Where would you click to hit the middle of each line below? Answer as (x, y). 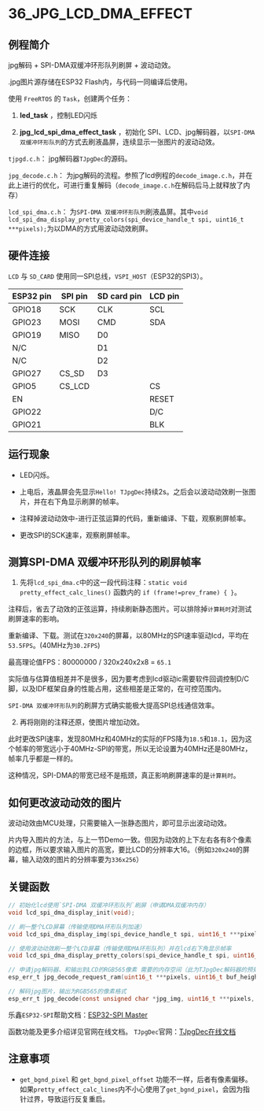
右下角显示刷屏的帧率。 (85, 502)
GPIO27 (27, 373)
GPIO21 (27, 424)
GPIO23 (27, 322)
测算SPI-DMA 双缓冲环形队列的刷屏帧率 (105, 563)
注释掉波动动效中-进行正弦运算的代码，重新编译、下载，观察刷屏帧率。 (135, 518)
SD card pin (119, 296)
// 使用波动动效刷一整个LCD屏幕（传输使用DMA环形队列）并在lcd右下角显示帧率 (120, 948)
